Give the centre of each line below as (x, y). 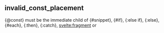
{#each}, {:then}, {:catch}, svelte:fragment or (51, 25)
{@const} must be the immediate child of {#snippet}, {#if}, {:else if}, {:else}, (82, 20)
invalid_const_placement (44, 8)
